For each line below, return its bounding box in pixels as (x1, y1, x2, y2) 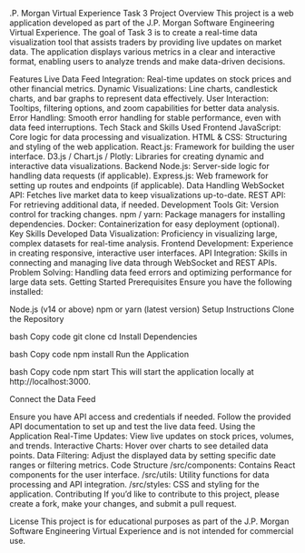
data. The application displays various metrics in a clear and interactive (9, 46, 276, 57)
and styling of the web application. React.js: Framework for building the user (9, 141, 295, 152)
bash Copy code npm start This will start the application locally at (9, 367, 254, 377)
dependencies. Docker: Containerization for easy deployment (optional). (9, 218, 280, 229)
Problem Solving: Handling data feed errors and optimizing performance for (9, 267, 292, 277)
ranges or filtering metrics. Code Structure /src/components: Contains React (9, 459, 296, 470)
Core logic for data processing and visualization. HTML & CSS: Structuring (9, 132, 288, 142)
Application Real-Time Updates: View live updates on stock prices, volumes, (9, 431, 294, 441)
